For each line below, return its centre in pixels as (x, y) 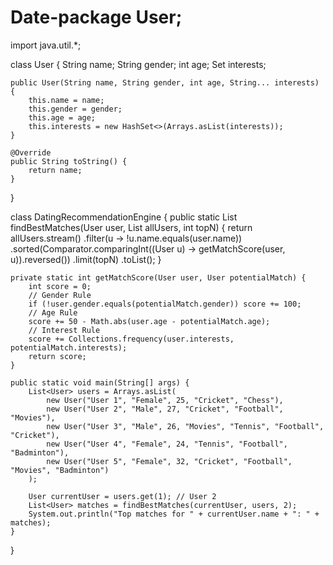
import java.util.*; (46, 45)
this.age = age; (62, 117)
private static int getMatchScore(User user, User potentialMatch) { (158, 277)
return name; (55, 170)
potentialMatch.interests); (69, 347)
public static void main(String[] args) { (100, 382)
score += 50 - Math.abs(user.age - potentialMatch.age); (149, 321)
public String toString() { (69, 161)
